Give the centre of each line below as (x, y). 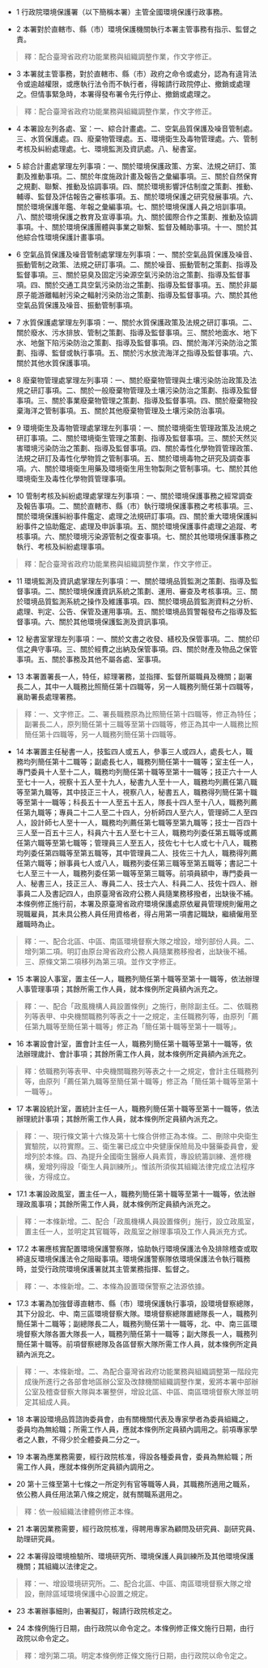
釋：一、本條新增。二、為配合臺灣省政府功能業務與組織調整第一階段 (138, 1371)
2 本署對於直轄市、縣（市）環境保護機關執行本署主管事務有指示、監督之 (136, 29)
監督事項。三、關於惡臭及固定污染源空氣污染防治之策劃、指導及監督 (130, 275)
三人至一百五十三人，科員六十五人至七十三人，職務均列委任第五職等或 (133, 833)
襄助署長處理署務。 (48, 697)
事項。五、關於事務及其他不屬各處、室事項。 (91, 659)
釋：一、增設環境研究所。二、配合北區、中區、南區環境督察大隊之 (134, 1584)
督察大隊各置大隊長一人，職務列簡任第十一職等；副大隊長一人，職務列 (140, 1334)
